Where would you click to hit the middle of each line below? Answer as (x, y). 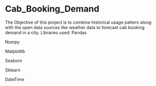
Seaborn (14, 60)
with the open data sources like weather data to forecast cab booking (75, 27)
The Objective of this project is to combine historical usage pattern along (78, 22)
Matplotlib (15, 51)
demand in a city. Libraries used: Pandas (46, 32)
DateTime (15, 79)
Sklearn (13, 70)
